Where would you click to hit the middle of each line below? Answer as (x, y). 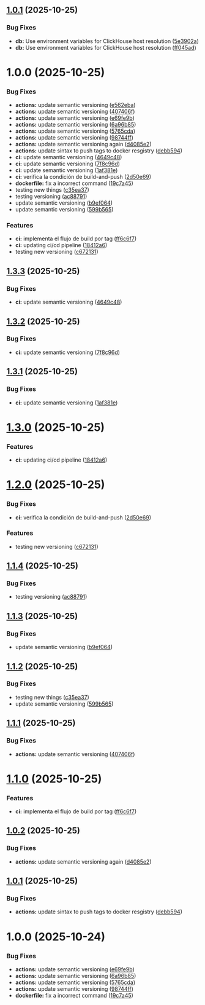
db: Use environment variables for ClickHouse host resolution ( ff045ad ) (106, 47)
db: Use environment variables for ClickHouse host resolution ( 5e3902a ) (107, 41)
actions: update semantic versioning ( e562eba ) (75, 105)
